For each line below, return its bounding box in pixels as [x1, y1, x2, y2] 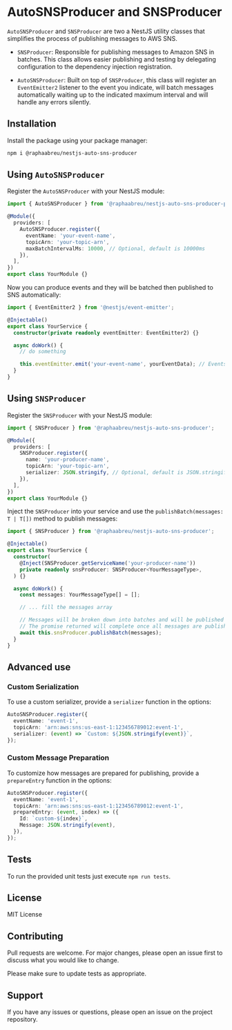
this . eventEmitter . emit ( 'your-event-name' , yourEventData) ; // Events [19, 361, 227, 368]
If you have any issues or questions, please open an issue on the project [7, 1008, 213, 1016]
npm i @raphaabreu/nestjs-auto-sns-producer [7, 149, 137, 156]
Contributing [7, 930, 64, 942]
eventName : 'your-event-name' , [25, 232, 116, 239]
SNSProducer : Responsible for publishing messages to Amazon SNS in [17, 48, 215, 56]
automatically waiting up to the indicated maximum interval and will [17, 91, 209, 99]
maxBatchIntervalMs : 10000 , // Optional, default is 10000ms [25, 245, 206, 252]
